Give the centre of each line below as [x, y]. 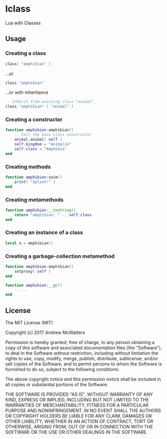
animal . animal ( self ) [38, 140]
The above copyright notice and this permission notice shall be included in [83, 379]
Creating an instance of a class [44, 232]
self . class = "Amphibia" [41, 149]
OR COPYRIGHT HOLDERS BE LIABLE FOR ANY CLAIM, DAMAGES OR [79, 416]
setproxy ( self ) [33, 271]
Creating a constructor [34, 120]
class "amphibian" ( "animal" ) [39, 107]
